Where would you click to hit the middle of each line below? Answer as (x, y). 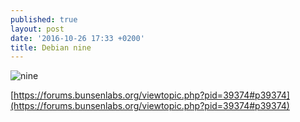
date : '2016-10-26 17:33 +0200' (77, 38)
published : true (44, 19)
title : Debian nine (51, 47)
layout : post (37, 29)
